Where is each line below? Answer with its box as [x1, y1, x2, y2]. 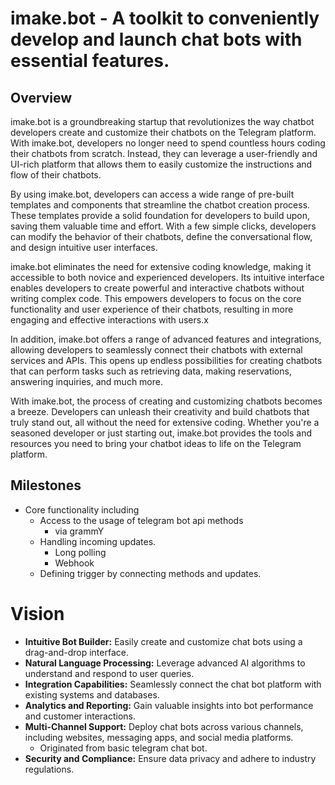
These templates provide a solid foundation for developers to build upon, [10, 210, 311, 221]
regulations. [24, 763, 75, 775]
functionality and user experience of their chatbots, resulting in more [10, 303, 294, 315]
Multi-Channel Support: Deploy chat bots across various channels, [24, 720, 304, 732]
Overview [10, 89, 73, 106]
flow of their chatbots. [10, 169, 102, 181]
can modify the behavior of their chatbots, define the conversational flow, [10, 231, 313, 242]
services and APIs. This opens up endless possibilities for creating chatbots [10, 355, 323, 366]
